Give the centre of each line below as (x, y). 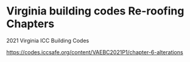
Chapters (30, 24)
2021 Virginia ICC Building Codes (48, 40)
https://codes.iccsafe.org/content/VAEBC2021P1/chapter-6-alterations (95, 52)
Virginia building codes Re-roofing (95, 11)
